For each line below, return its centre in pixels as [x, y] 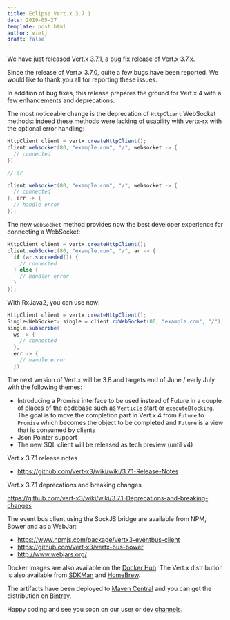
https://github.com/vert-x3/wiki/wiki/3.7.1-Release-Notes [98, 471]
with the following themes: [45, 387]
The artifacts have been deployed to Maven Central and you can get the [109, 588]
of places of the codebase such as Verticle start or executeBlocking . [116, 408]
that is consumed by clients [56, 430]
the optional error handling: [46, 129]
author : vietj [28, 33]
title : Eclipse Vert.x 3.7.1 [49, 13]
